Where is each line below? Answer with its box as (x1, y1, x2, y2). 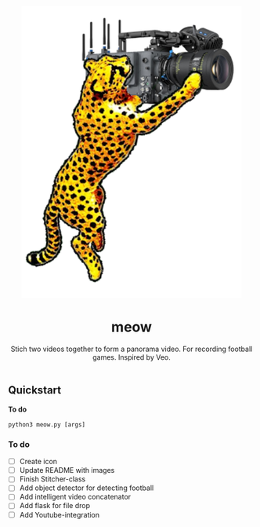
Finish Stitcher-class (19, 474, 86, 484)
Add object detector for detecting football (19, 483, 154, 492)
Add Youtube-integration (19, 510, 100, 519)
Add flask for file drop (19, 501, 90, 511)
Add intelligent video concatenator (19, 492, 132, 502)
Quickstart (8, 383, 62, 397)
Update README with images (19, 466, 115, 475)
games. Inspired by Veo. (92, 353, 171, 362)
